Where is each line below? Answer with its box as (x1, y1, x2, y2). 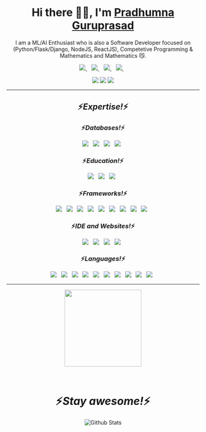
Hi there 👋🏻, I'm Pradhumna (31, 6, 175, 20)
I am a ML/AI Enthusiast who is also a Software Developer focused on (15, 39, 191, 46)
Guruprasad (72, 18, 134, 33)
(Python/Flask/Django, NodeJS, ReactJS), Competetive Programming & (13, 45, 193, 53)
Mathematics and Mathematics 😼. (59, 52, 147, 59)
